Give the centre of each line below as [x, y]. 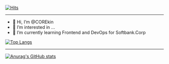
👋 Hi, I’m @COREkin [33, 22]
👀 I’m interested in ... [34, 27]
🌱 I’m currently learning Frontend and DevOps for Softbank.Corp [79, 32]
